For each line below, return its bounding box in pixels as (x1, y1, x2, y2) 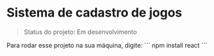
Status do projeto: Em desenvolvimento (23, 28, 137, 36)
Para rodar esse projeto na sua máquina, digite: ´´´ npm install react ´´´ (6, 41, 208, 49)
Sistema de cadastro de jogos (6, 5, 183, 21)
